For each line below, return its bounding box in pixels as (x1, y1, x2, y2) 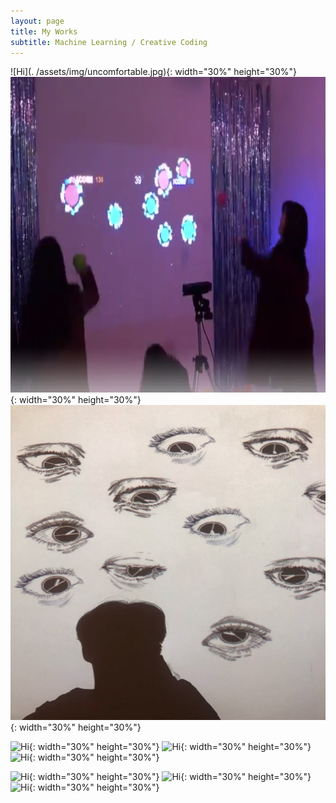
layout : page (10, 16, 65, 26)
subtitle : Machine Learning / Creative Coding (10, 37, 208, 47)
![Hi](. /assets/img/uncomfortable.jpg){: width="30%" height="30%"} (10, 66, 297, 78)
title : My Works (10, 26, 78, 37)
